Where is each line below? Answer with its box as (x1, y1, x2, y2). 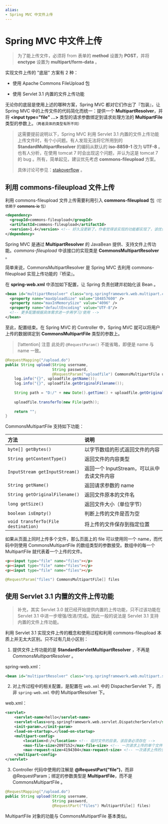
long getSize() (7, 501, 44, 507)
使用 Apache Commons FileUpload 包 (12, 80, 90, 86)
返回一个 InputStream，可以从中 (84, 465, 160, 472)
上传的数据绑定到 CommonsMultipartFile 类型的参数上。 (5, 330, 122, 336)
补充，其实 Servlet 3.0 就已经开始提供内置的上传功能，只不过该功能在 (17, 606, 161, 613)
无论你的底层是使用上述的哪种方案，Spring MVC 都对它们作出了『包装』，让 (5, 101, 161, 108)
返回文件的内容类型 (84, 455, 130, 462)
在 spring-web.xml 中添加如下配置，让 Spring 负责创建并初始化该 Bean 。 (5, 281, 158, 287)
